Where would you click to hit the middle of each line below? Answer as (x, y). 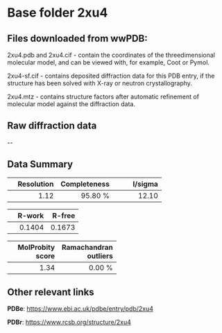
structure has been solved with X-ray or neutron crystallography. (100, 83)
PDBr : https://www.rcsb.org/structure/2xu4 (69, 322)
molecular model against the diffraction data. (71, 104)
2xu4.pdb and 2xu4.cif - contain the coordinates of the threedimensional (111, 55)
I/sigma (145, 184)
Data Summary (40, 164)
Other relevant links (51, 292)
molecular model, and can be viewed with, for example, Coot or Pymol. (109, 62)
